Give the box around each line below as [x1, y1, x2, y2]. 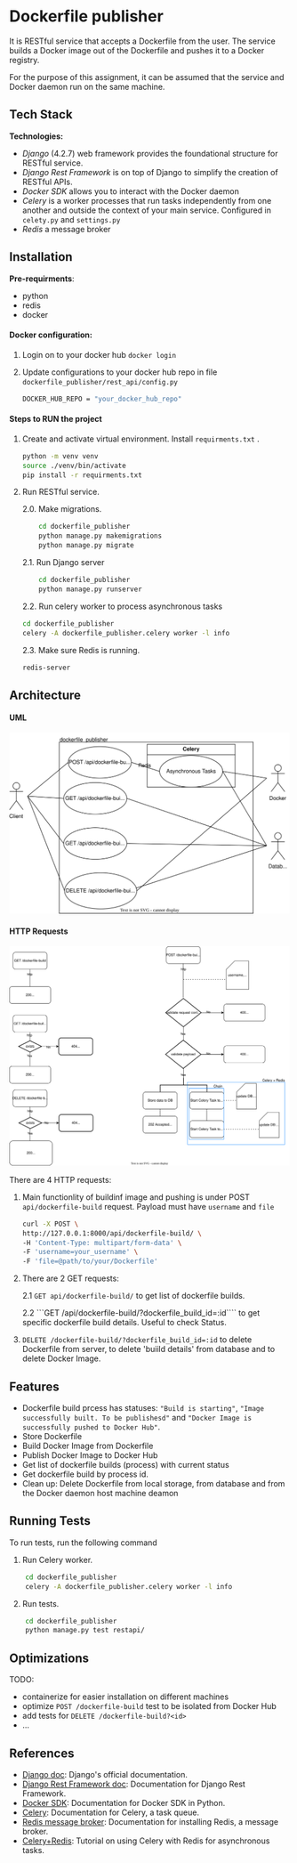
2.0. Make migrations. [21, 504, 102, 514]
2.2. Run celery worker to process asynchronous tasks [21, 601, 223, 612]
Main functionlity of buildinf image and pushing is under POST [21, 1191, 251, 1203]
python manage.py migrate [38, 541, 135, 550]
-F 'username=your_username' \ [21, 1248, 139, 1257]
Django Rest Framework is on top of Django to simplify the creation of [21, 166, 278, 177]
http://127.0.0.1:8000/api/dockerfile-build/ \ [21, 1228, 202, 1238]
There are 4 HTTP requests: [9, 1174, 112, 1185]
